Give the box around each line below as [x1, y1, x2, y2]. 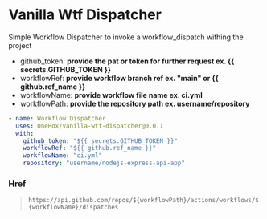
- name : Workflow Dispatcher [8, 114, 106, 122]
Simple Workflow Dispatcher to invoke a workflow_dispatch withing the [8, 32, 244, 42]
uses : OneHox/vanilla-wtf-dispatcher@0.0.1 [15, 122, 163, 130]
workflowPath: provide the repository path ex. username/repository [19, 99, 250, 108]
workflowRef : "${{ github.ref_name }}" [23, 144, 157, 152]
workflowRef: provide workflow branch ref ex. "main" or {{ [19, 73, 219, 83]
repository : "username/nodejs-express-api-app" [23, 159, 185, 168]
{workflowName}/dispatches [27, 203, 119, 212]
